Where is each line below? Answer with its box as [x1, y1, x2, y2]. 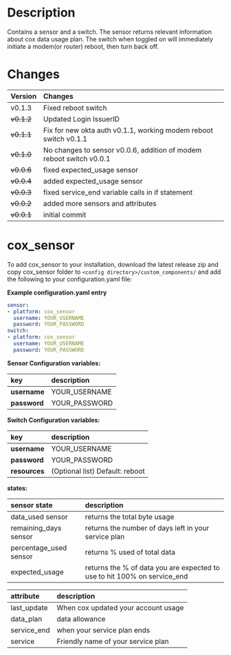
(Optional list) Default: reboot [51, 466, 146, 476]
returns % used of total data [85, 547, 175, 556]
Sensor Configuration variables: [7, 359, 101, 367]
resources [10, 466, 45, 476]
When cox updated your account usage [56, 603, 184, 612]
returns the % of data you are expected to [85, 563, 220, 572]
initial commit [43, 210, 87, 219]
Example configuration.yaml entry [7, 288, 107, 296]
